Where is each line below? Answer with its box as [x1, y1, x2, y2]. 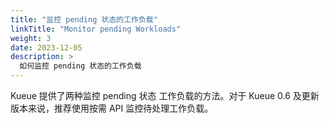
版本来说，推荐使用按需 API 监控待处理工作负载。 [10, 102, 214, 114]
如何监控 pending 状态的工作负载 [19, 61, 142, 71]
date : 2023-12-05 [10, 42, 83, 53]
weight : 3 [10, 33, 52, 43]
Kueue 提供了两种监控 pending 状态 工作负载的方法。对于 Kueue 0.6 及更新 [10, 90, 320, 101]
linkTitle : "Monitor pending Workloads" [10, 24, 182, 34]
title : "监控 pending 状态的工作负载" [10, 14, 158, 25]
